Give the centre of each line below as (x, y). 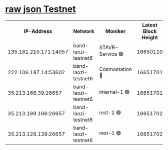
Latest (150, 25)
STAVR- (109, 47)
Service (108, 54)
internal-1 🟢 (114, 92)
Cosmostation (115, 69)
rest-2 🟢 (110, 113)
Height (150, 37)
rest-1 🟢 (110, 133)
